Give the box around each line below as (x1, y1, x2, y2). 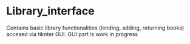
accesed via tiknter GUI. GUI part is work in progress (6, 30, 138, 37)
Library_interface (6, 4, 95, 18)
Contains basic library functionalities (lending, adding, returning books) (6, 24, 185, 31)
